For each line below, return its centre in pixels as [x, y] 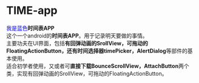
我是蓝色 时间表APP [30, 28]
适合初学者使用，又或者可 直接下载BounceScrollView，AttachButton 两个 [98, 66]
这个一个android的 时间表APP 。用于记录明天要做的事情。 [77, 35]
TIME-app [32, 11]
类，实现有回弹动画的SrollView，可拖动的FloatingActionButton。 [87, 73]
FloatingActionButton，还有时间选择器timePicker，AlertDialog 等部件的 [97, 51]
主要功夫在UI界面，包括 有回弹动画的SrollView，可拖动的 [77, 43]
